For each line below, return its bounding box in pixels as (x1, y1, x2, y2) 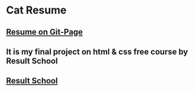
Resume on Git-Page (6, 27, 83, 37)
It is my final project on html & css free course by (6, 46, 188, 56)
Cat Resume (6, 4, 66, 17)
